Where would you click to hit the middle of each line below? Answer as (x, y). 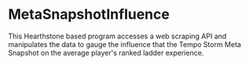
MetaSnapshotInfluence (89, 14)
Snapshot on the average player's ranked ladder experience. (106, 52)
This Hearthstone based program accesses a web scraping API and (117, 36)
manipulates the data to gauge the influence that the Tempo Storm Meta (125, 44)
